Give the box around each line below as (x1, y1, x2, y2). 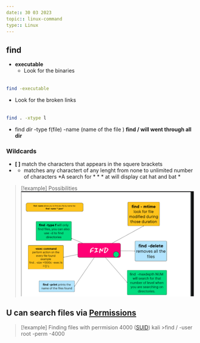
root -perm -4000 (20, 330, 65, 337)
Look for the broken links (14, 96, 76, 104)
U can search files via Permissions (6, 308, 137, 318)
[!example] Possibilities (20, 185, 78, 192)
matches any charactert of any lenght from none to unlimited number (23, 167, 193, 174)
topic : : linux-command (6, 15, 62, 22)
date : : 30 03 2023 (6, 10, 52, 15)
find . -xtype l (6, 115, 46, 121)
